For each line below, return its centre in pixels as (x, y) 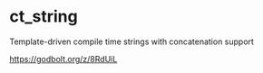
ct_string (44, 17)
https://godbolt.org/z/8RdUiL (63, 59)
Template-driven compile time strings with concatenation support (131, 41)
